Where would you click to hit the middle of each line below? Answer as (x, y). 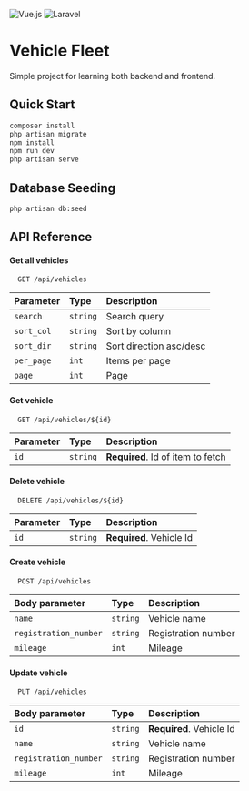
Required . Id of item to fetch (166, 457)
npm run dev (32, 151)
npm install (32, 142)
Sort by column (139, 331)
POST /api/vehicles (55, 582)
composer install (42, 126)
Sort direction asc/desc (156, 346)
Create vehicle (38, 562)
